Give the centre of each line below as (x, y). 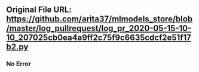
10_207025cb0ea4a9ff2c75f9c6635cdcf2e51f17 (99, 38)
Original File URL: (39, 10)
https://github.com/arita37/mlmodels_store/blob (99, 19)
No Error (19, 64)
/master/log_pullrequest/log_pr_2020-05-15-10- (99, 28)
